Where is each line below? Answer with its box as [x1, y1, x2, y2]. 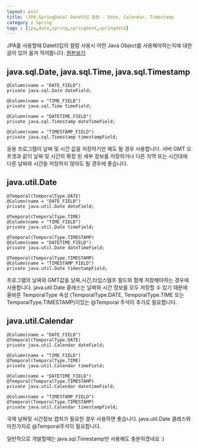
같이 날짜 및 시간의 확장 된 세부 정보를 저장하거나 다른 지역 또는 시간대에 [22, 153, 188, 160]
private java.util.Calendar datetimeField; [7, 383, 116, 390]
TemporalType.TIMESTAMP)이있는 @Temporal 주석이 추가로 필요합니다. [7, 299, 177, 306]
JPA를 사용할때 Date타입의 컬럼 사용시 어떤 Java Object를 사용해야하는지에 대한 [7, 42, 193, 49]
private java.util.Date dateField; [7, 203, 95, 210]
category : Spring [7, 19, 52, 25]
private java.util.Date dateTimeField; [7, 244, 105, 251]
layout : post [7, 8, 39, 15]
